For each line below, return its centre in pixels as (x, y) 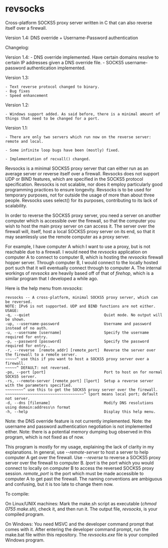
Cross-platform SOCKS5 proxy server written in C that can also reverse (79, 23)
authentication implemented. (56, 68)
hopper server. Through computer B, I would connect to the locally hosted (82, 262)
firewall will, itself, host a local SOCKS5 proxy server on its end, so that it (80, 231)
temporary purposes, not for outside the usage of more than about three (80, 195)
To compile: (17, 494)
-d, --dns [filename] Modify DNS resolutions (79, 403)
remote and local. (24, 141)
